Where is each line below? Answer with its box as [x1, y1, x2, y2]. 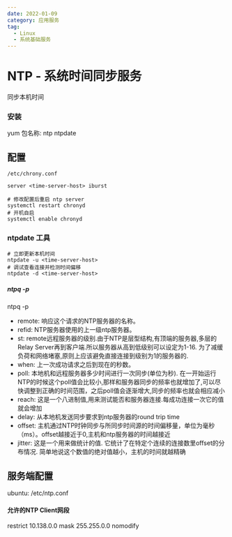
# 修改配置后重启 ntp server [7, 196, 85, 203]
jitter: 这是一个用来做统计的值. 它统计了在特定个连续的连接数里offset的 [17, 439, 219, 447]
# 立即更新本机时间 [7, 250, 56, 258]
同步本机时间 [7, 93, 44, 101]
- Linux [13, 29, 36, 37]
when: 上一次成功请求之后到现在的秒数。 [17, 361, 134, 369]
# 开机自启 [7, 210, 35, 217]
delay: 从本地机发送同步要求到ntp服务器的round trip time [17, 413, 180, 421]
